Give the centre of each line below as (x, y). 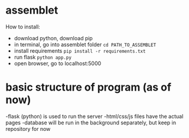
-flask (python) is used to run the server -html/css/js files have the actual (94, 116)
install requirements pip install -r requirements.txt (80, 50)
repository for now (28, 129)
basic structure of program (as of (89, 87)
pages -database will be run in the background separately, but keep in (91, 123)
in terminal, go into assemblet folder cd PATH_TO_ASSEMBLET (85, 44)
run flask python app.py (43, 57)
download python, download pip (53, 38)
